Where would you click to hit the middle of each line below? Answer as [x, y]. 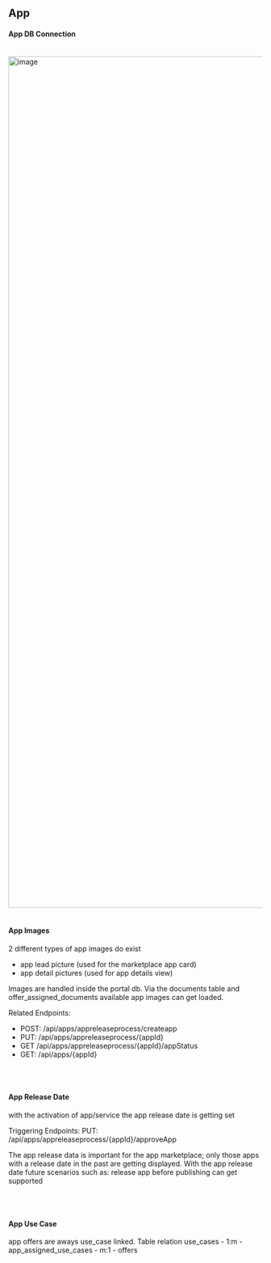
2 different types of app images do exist [75, 948]
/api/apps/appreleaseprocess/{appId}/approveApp [93, 1139]
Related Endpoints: [40, 1013]
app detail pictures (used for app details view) [96, 973]
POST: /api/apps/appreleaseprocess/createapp [98, 1028]
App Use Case [33, 1223]
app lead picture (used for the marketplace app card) [108, 964]
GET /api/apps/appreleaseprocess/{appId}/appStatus [109, 1045]
